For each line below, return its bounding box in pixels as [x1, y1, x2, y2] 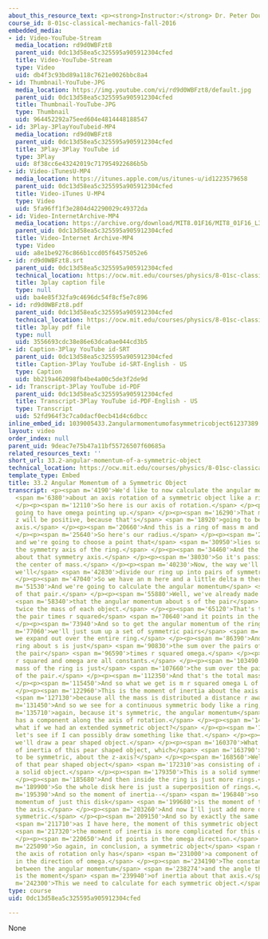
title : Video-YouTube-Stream [15, 57, 112, 65]
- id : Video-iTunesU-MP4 [8, 168, 91, 176]
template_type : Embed [8, 471, 81, 479]
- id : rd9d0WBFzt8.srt [8, 256, 84, 264]
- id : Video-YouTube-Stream [8, 34, 102, 42]
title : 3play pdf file [15, 323, 91, 331]
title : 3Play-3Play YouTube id [15, 145, 120, 153]
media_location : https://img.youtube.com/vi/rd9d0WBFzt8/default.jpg [15, 85, 251, 94]
